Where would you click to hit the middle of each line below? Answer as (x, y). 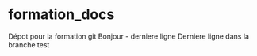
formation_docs (61, 15)
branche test (29, 44)
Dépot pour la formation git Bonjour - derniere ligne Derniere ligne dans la (129, 36)
